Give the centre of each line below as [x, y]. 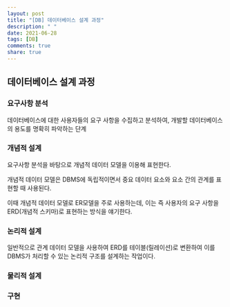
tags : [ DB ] [23, 40]
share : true [24, 53]
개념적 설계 [25, 148]
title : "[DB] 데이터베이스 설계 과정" [56, 20]
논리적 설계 [25, 231]
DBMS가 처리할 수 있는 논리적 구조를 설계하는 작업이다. [81, 256]
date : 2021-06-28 [32, 33]
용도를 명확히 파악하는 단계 [50, 128]
